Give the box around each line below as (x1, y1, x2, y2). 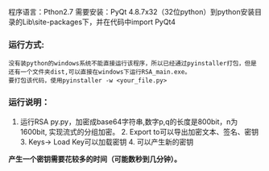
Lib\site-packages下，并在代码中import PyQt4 (22, 17, 176, 27)
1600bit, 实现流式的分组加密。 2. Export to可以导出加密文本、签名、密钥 (19, 127, 259, 136)
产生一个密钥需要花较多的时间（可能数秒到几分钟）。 (8, 154, 181, 164)
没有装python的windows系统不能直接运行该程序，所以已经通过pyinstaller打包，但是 (8, 60, 257, 68)
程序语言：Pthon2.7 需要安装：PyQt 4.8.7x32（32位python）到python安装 (8, 7, 255, 16)
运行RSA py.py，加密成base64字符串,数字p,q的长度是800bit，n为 (19, 116, 238, 127)
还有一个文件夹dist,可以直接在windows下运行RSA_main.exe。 (8, 68, 192, 77)
